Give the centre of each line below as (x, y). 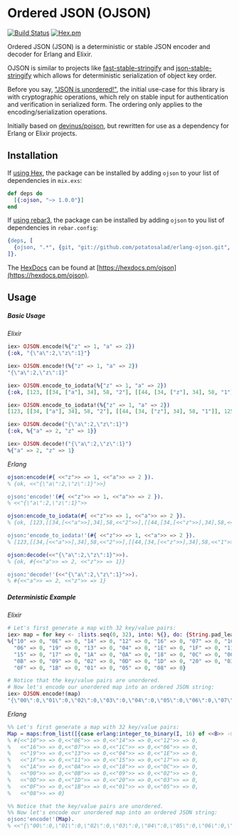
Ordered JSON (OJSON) (79, 13)
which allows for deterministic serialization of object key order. (125, 75)
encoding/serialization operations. (58, 112)
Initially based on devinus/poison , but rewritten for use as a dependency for (118, 125)
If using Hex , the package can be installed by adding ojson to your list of (113, 173)
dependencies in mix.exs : (45, 180)
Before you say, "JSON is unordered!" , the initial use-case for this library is (116, 89)
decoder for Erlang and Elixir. (50, 54)
